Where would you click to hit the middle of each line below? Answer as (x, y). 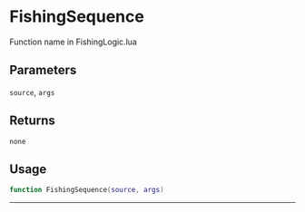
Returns (33, 121)
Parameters (43, 70)
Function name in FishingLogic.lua (74, 42)
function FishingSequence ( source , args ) (87, 190)
